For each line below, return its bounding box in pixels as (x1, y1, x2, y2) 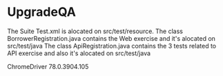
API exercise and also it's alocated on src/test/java (7, 49, 151, 57)
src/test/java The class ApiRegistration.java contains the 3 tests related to (7, 41, 216, 50)
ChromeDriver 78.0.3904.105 (7, 62, 89, 70)
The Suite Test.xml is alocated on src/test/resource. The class (7, 27, 183, 35)
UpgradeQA (7, 4, 76, 20)
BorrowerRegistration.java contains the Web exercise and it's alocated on (7, 34, 216, 42)
